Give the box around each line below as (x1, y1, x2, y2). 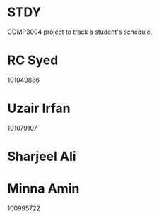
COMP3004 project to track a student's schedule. (7, 28, 153, 36)
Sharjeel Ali (7, 149, 76, 164)
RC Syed (7, 52, 59, 68)
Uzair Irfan (7, 100, 71, 116)
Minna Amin (7, 181, 80, 197)
